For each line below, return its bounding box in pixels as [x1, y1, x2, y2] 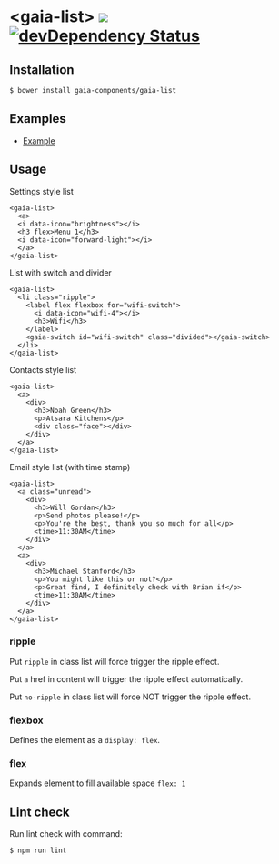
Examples [9, 111, 66, 126]
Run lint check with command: [9, 829, 123, 839]
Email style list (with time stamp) [9, 461, 131, 472]
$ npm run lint [9, 846, 67, 856]
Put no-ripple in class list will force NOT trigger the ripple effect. [9, 691, 252, 702]
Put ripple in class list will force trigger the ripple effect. [9, 656, 220, 667]
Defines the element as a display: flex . [9, 735, 161, 746]
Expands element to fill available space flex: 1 [9, 778, 186, 789]
